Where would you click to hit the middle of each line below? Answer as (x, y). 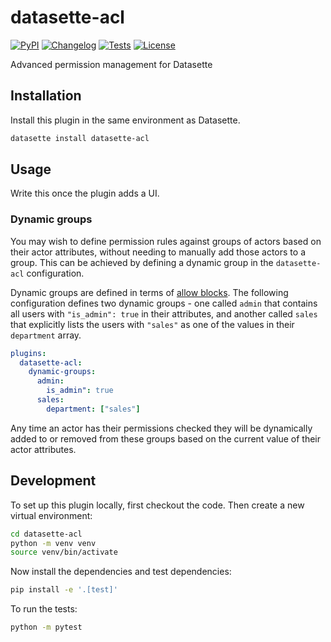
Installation (46, 96)
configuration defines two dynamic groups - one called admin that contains (164, 303)
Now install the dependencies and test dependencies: (121, 572)
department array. (46, 335)
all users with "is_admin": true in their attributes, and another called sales (164, 313)
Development (53, 481)
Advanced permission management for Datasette (111, 64)
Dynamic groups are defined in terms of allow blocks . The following (149, 292)
